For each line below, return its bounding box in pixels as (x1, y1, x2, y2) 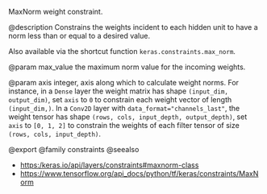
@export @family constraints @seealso (8, 145, 140, 154)
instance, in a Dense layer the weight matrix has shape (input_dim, (8, 86, 228, 96)
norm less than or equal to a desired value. (8, 31, 151, 40)
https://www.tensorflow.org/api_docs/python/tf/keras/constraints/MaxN (19, 169, 259, 178)
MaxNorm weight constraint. (8, 7, 103, 16)
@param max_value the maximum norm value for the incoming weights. (8, 62, 246, 72)
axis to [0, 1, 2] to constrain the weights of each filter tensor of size (8, 121, 240, 130)
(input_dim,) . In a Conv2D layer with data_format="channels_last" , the (8, 104, 240, 113)
